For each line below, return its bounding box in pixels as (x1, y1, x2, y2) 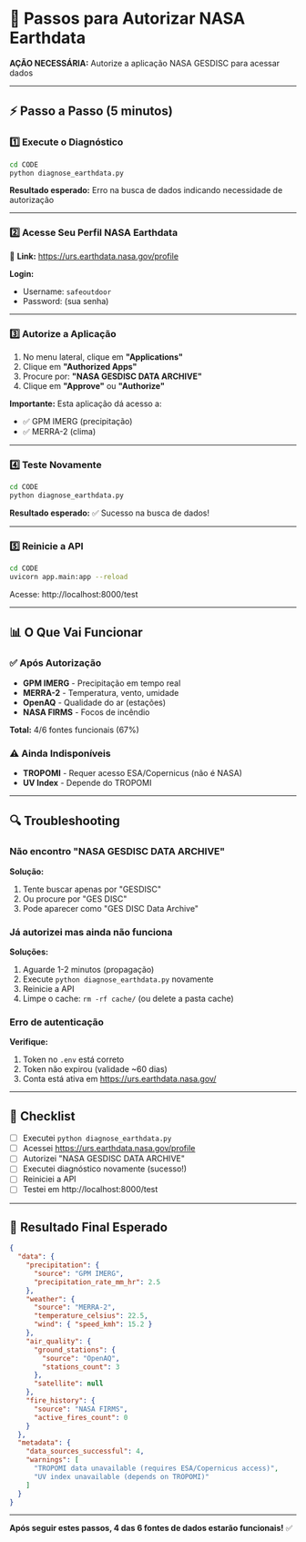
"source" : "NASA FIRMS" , (33, 1404, 128, 1414)
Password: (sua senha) (22, 295, 109, 306)
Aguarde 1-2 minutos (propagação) (22, 965, 155, 975)
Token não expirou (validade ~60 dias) (22, 1064, 168, 1075)
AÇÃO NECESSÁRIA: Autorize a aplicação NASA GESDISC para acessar (9, 57, 280, 68)
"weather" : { (25, 1294, 76, 1303)
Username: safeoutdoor (22, 286, 112, 297)
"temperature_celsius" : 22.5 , (33, 1312, 148, 1321)
